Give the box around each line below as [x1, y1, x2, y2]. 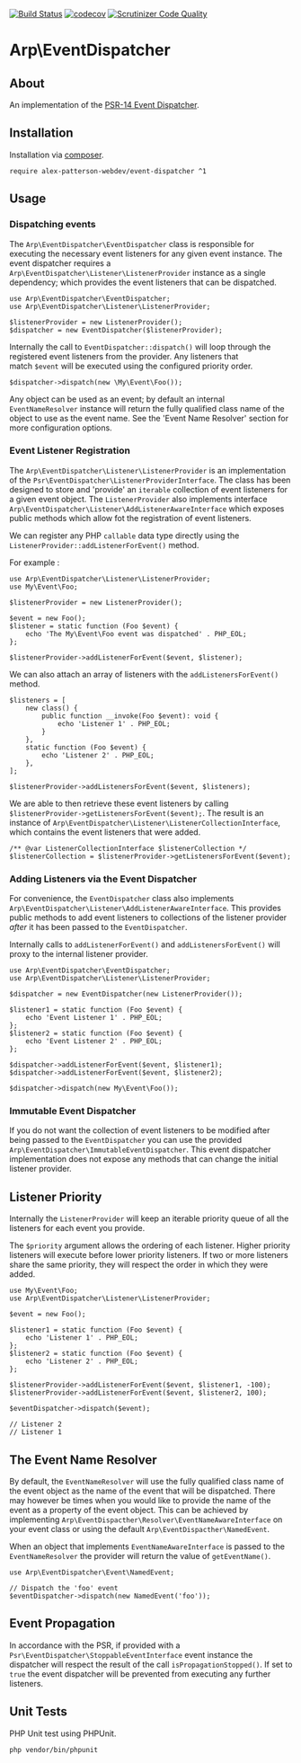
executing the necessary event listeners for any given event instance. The [9, 248, 283, 259]
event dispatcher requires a [9, 257, 111, 269]
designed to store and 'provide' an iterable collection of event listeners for [9, 483, 288, 494]
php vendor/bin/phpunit [9, 1745, 99, 1754]
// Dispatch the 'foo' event [9, 1584, 119, 1593]
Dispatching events [9, 218, 96, 231]
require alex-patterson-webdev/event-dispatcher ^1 [9, 166, 207, 175]
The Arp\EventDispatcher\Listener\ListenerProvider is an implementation [9, 465, 286, 475]
